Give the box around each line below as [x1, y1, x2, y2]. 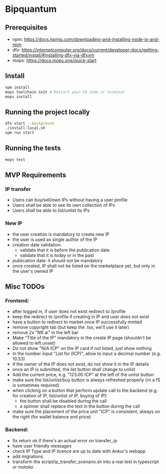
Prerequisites [5, 23, 48, 32]
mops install [5, 94, 32, 99]
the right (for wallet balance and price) [12, 414, 91, 420]
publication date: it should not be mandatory [12, 257, 103, 263]
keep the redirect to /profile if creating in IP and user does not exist [12, 314, 150, 320]
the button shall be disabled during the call [19, 398, 107, 404]
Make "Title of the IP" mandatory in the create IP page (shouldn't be [12, 335, 151, 341]
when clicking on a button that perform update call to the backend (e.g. [12, 388, 158, 394]
